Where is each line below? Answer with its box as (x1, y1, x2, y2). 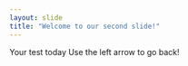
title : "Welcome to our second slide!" (9, 22, 161, 31)
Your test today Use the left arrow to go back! (9, 46, 180, 57)
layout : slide (9, 13, 64, 23)
